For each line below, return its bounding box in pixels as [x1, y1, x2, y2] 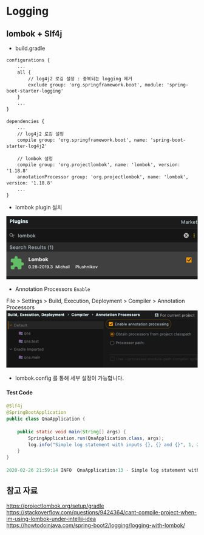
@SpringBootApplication [6, 410, 67, 416]
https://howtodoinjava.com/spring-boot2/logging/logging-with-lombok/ [6, 522, 185, 529]
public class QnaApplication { [6, 416, 86, 422]
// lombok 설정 [17, 156, 53, 162]
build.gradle [15, 44, 46, 52]
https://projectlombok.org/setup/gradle [6, 502, 104, 509]
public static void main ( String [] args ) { [17, 428, 126, 435]
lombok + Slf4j [6, 29, 63, 39]
